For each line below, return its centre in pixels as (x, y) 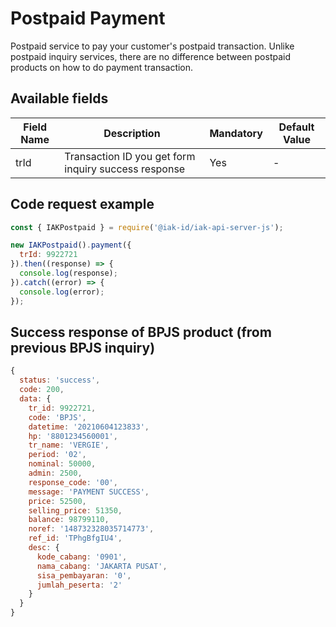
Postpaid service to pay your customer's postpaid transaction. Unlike (152, 46)
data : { (35, 399)
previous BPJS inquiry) (83, 347)
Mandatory (236, 133)
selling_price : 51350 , (75, 510)
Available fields (59, 98)
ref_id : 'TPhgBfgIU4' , (75, 538)
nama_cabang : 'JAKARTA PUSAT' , (102, 566)
